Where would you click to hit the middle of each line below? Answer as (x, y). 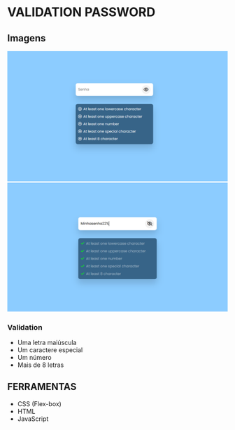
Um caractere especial (50, 350)
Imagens (27, 38)
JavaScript (33, 419)
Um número (34, 357)
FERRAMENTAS (42, 387)
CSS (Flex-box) (39, 403)
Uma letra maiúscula (47, 342)
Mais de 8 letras (41, 365)
